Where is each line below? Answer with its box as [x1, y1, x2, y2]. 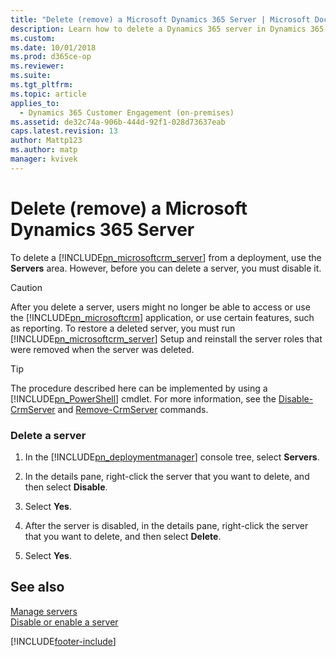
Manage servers [10, 605, 78, 617]
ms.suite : [10, 71, 52, 81]
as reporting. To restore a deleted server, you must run [10, 322, 236, 334]
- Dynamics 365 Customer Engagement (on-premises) [19, 107, 235, 118]
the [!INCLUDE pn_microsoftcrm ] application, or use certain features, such [10, 311, 315, 323]
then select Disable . [24, 481, 108, 493]
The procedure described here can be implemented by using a [10, 382, 268, 394]
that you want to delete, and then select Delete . [24, 530, 222, 542]
